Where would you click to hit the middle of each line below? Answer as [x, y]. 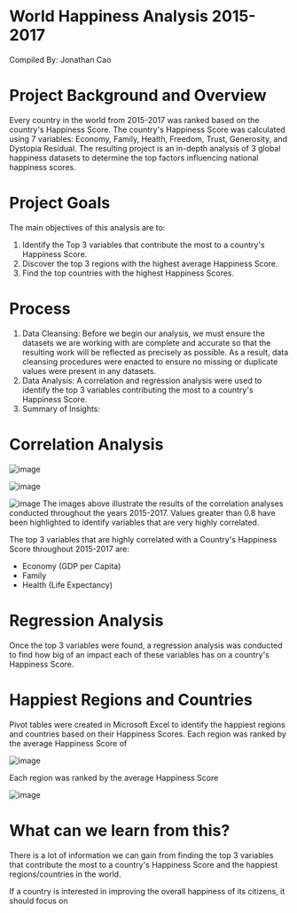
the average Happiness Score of [68, 743]
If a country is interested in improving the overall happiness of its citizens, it [147, 891]
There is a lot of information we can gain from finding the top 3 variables [141, 855]
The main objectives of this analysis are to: [87, 227]
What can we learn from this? [120, 830]
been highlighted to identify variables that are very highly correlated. [134, 522]
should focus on [39, 901]
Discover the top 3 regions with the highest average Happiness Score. [150, 263]
